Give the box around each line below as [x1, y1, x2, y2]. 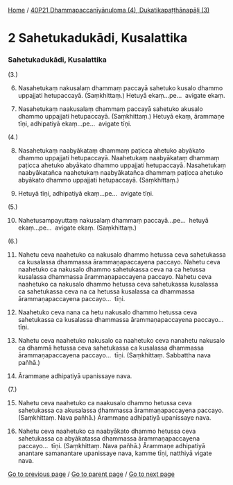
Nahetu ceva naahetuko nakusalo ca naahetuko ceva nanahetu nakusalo [17, 337, 225, 345]
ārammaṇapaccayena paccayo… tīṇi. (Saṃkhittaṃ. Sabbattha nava [17, 351, 211, 359]
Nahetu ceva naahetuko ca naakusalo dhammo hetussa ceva [17, 399, 192, 407]
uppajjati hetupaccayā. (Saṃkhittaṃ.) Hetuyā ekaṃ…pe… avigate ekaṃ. [17, 92, 225, 100]
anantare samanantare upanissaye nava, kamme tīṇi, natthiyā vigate [17, 449, 212, 457]
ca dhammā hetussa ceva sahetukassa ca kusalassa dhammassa [17, 343, 204, 352]
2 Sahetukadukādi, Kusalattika [8, 31, 188, 46]
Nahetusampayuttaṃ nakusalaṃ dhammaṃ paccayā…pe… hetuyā [17, 216, 209, 225]
